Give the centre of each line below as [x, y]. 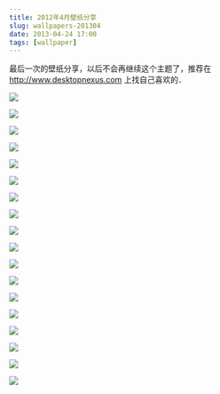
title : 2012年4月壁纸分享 [53, 17]
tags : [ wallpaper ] [43, 42]
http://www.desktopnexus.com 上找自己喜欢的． [98, 80]
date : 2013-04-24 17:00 [53, 34]
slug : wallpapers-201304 [55, 26]
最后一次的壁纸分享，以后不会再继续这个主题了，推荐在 [110, 68]
